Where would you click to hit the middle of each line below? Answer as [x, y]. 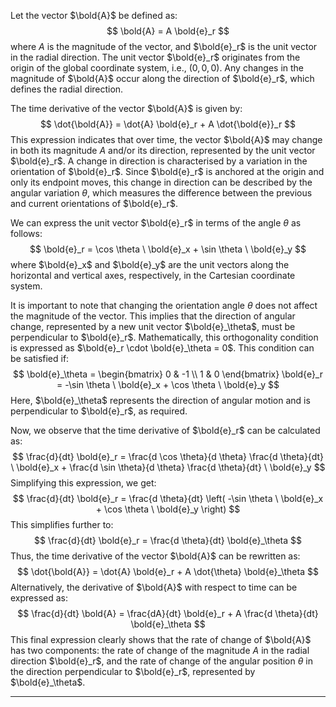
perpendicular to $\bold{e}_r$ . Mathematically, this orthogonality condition [164, 337]
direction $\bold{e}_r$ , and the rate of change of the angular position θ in [162, 661]
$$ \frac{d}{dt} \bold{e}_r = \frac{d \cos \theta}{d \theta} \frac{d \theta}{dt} [168, 456]
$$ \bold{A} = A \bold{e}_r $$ [168, 31]
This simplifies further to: [62, 524]
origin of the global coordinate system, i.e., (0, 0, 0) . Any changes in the [157, 68]
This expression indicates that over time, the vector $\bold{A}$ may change [166, 139]
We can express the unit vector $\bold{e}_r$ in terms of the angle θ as [156, 223]
